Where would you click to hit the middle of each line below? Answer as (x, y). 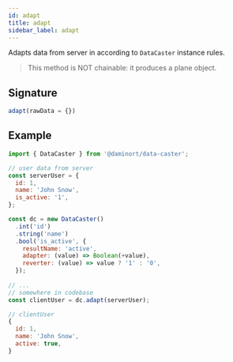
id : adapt (24, 15)
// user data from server (51, 168)
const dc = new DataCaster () (56, 219)
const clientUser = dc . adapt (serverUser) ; (79, 300)
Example (30, 136)
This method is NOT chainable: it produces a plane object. (122, 68)
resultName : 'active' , (60, 249)
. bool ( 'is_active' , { (51, 241)
